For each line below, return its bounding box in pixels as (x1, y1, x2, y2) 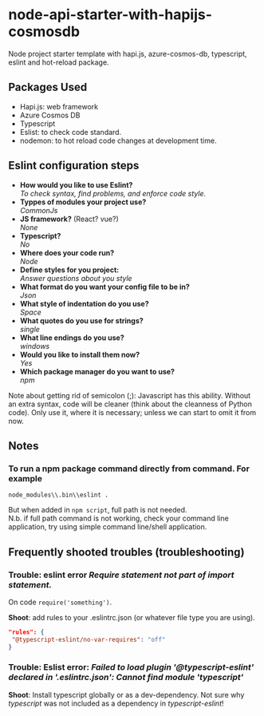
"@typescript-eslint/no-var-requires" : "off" (11, 635, 166, 643)
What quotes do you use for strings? (19, 315, 144, 325)
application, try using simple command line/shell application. (8, 522, 207, 532)
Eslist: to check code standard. (19, 127, 122, 136)
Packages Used (8, 81, 88, 94)
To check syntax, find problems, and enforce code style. (19, 188, 206, 198)
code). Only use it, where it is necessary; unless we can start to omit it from (8, 407, 257, 417)
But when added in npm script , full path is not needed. (8, 505, 187, 515)
